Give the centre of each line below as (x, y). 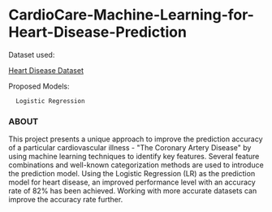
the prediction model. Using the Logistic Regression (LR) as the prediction (132, 174)
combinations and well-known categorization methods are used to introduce (136, 165)
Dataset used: (32, 54)
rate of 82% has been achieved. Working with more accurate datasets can (133, 191)
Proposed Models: (39, 86)
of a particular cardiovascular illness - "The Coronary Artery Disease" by (130, 148)
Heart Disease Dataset (46, 70)
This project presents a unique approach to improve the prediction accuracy (136, 139)
